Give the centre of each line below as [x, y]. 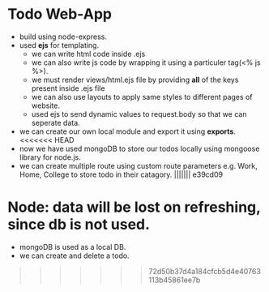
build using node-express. [63, 36]
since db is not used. [79, 225]
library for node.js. [50, 157]
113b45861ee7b [175, 280]
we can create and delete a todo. [75, 255]
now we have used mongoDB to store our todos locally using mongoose [139, 148]
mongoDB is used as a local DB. [73, 247]
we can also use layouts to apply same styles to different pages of [142, 97]
